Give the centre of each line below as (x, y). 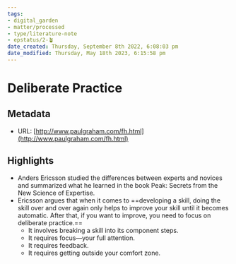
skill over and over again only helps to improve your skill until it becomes (123, 208)
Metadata (29, 114)
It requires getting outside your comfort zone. (94, 253)
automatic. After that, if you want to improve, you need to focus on (114, 215)
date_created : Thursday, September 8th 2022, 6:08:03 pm (93, 47)
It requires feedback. (58, 245)
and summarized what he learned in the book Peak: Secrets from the (118, 185)
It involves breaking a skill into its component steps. (103, 230)
